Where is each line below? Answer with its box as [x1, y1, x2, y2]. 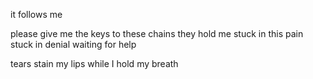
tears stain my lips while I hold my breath [10, 58, 179, 69]
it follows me [10, 9, 63, 20]
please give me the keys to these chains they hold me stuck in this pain [10, 28, 304, 39]
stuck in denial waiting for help [10, 39, 137, 50]
